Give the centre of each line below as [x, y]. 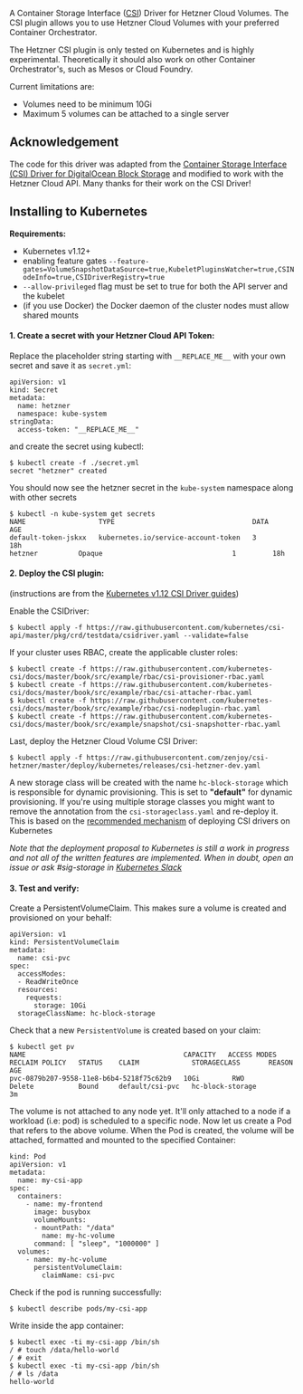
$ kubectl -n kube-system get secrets [82, 514]
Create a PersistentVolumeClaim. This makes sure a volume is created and [148, 908]
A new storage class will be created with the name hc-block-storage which [149, 783]
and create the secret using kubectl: [77, 446]
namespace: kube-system [62, 414]
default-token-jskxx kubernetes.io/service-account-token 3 [133, 538]
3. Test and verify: [44, 888]
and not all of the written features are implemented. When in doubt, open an [151, 858]
